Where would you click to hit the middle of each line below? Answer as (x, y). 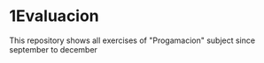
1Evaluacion (54, 16)
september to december (53, 49)
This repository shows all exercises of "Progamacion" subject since (132, 40)
